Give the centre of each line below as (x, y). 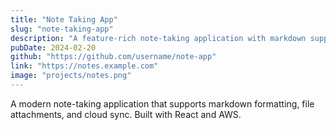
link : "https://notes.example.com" (84, 66)
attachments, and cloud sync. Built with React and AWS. (126, 114)
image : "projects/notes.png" (71, 76)
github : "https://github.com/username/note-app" (113, 57)
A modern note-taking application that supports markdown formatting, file (162, 103)
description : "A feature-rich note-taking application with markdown (158, 38)
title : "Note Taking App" (64, 19)
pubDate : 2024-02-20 (53, 47)
